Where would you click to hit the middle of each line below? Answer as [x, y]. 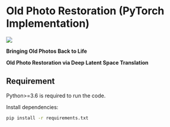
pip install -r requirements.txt [47, 118]
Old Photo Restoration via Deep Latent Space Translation [78, 62]
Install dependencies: [32, 107]
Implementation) [48, 23]
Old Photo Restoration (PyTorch [85, 11]
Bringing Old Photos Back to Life [47, 51]
